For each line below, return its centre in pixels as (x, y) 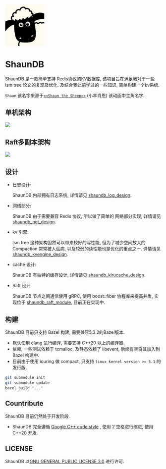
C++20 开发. (25, 433)
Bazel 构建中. (26, 355)
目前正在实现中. (89, 302)
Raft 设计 (21, 286)
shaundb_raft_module (49, 302)
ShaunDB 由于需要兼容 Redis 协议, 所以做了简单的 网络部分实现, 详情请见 (86, 216)
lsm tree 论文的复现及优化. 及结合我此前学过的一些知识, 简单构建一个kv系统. (83, 85)
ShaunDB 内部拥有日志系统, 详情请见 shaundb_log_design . (72, 195)
